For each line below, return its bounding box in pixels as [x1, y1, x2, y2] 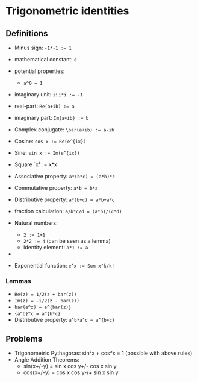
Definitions [5, 28, 48, 39]
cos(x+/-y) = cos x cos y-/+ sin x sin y [23, 369, 119, 376]
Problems [5, 333, 43, 344]
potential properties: [14, 67, 65, 75]
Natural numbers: [14, 219, 58, 227]
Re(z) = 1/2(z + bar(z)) [14, 292, 77, 298]
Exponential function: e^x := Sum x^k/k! [14, 262, 115, 269]
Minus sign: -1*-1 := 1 [14, 44, 72, 51]
